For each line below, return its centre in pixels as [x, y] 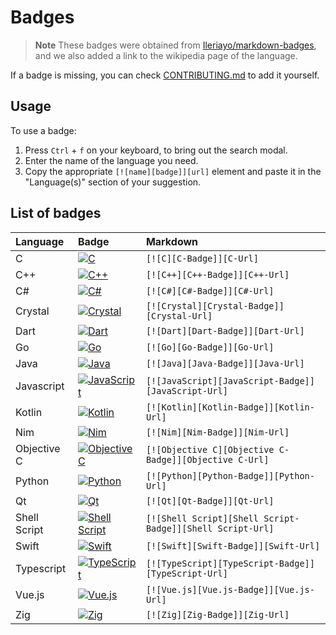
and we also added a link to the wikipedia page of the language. [166, 55]
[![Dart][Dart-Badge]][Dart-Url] [225, 330]
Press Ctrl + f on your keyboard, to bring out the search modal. [156, 150]
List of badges [56, 213]
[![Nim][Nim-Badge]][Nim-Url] [217, 432]
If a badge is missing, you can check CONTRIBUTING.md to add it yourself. [165, 75]
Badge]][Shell [179, 528]
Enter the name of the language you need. [111, 160]
